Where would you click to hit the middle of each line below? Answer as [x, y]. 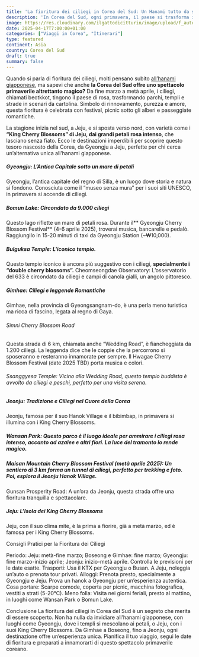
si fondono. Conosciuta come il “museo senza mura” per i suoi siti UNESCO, [99, 188]
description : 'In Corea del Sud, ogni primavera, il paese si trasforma [98, 17]
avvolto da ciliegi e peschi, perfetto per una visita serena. [76, 383]
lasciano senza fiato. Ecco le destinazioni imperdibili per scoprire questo [94, 140]
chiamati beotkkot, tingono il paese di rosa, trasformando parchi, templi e [95, 97]
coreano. [17, 649]
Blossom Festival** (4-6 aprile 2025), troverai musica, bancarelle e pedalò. [98, 229]
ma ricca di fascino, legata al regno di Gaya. [60, 312]
